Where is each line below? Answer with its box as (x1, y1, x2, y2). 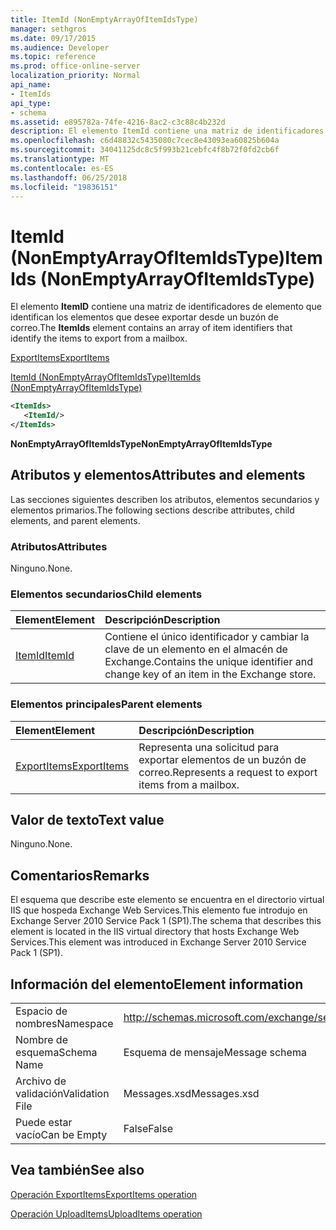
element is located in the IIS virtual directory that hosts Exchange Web (10, 926, 300, 938)
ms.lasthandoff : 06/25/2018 (10, 172, 128, 183)
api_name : (10, 80, 52, 90)
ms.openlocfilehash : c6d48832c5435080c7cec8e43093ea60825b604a (10, 136, 280, 146)
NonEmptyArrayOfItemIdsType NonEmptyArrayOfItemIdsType (10, 437, 273, 450)
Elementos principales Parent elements (10, 697, 203, 711)
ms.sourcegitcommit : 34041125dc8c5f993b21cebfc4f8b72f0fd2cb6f (10, 145, 280, 155)
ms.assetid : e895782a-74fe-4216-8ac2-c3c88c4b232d (10, 117, 226, 127)
